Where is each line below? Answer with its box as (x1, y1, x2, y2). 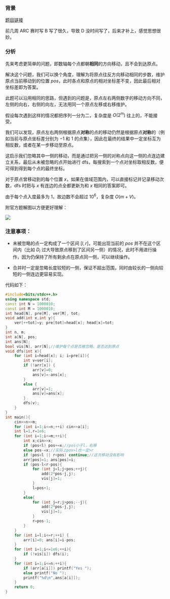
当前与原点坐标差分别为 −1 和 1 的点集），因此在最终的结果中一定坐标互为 (9, 136, 161, 142)
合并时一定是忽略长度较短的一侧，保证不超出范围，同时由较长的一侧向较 (12, 265, 163, 271)
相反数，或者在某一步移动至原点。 (5, 142, 76, 148)
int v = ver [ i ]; (23, 358, 53, 363)
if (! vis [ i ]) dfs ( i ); (23, 552, 69, 557)
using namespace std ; (5, 296, 51, 302)
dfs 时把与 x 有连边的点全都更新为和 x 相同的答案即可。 (14, 183, 130, 189)
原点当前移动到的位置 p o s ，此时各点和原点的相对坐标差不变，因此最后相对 (5, 78, 161, 84)
